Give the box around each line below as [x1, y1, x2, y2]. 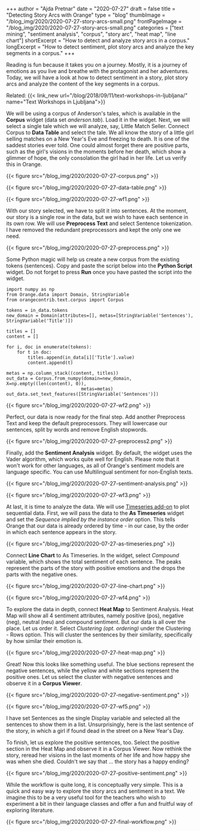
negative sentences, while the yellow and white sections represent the [6, 667, 179, 674]
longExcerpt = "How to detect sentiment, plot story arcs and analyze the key [6, 43, 194, 50]
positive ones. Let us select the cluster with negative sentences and [6, 674, 173, 680]
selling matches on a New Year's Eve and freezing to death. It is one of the [6, 135, 190, 142]
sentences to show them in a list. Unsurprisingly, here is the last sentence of [6, 721, 194, 728]
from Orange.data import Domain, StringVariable [6, 292, 130, 298]
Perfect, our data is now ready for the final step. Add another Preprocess [6, 413, 186, 420]
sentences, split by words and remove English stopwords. [6, 426, 148, 433]
